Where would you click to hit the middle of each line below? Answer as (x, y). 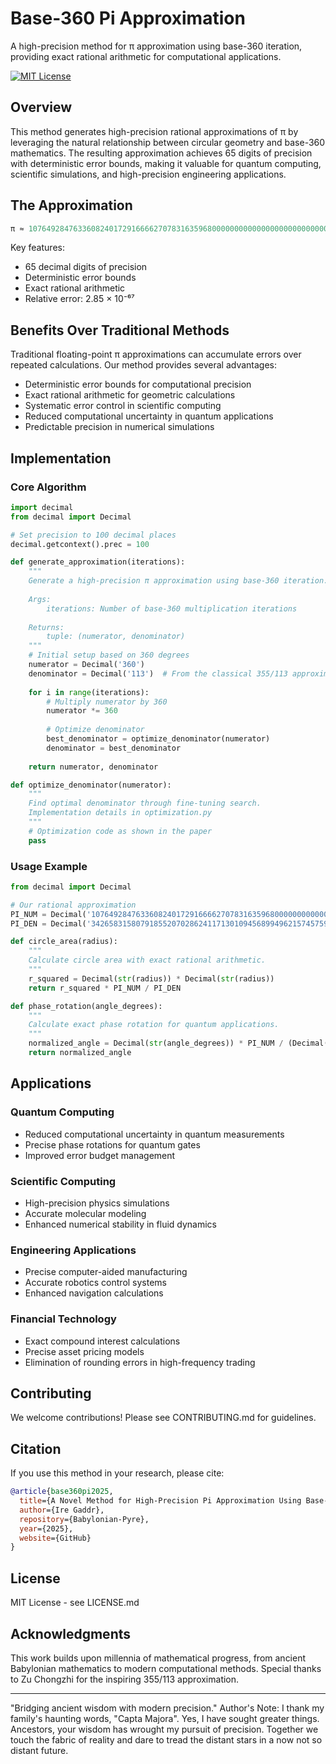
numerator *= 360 (82, 711)
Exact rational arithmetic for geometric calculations (130, 395)
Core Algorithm (48, 487)
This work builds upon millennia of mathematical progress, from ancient (158, 1658)
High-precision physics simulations (97, 1203)
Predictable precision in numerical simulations (119, 427)
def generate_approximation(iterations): (98, 562)
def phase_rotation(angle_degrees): (86, 1006)
